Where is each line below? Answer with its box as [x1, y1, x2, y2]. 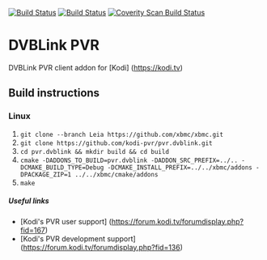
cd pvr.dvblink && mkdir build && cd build [19, 147, 170, 156]
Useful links [8, 196, 50, 206]
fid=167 [19, 225, 46, 235]
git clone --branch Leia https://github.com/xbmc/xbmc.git [19, 130, 224, 139]
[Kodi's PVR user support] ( [19, 216, 112, 226]
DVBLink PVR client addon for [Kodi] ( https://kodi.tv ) [8, 62, 184, 72]
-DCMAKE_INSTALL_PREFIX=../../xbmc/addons [107, 163, 252, 172]
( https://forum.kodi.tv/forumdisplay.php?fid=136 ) [19, 242, 184, 252]
